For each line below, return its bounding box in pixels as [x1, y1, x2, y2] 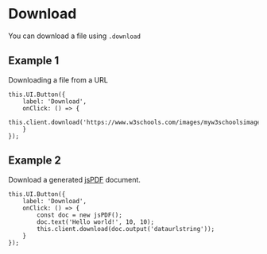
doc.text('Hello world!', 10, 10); [37, 217, 155, 226]
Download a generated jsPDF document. [8, 175, 141, 184]
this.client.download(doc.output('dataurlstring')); [37, 225, 215, 233]
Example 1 [8, 54, 60, 67]
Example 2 [8, 154, 61, 167]
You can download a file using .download [8, 31, 141, 40]
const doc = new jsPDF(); [37, 211, 123, 219]
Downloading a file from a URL [8, 75, 109, 84]
